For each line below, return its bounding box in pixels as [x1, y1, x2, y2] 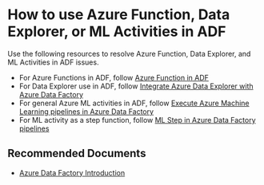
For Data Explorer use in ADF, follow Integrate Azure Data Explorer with [18, 81, 254, 91]
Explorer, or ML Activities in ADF [7, 22, 226, 41]
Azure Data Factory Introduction [18, 167, 126, 177]
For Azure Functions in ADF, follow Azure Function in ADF [18, 73, 210, 82]
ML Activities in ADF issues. [7, 57, 99, 67]
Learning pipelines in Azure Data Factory [18, 106, 154, 116]
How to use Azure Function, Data [7, 6, 230, 24]
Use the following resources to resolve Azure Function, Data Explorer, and [7, 49, 251, 58]
